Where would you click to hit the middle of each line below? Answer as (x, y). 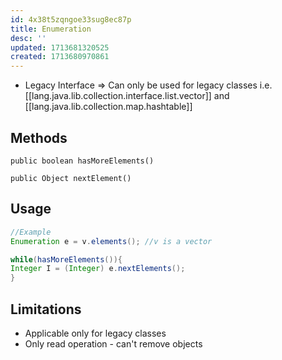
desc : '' (28, 38)
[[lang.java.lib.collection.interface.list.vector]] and (127, 96)
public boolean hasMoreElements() (82, 161)
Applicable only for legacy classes (95, 333)
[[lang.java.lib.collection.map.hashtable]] (108, 107)
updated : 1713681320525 (60, 47)
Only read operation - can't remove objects (113, 343)
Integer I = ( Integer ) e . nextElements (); (98, 269)
